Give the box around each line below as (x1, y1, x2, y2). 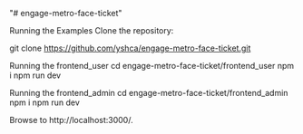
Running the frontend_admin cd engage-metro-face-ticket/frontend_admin (9, 88, 288, 98)
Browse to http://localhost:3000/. (9, 115, 133, 125)
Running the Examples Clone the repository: (9, 25, 174, 35)
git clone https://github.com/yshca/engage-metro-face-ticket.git (9, 43, 251, 53)
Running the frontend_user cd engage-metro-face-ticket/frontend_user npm (9, 61, 295, 71)
